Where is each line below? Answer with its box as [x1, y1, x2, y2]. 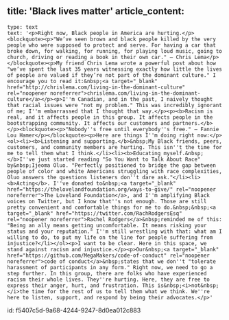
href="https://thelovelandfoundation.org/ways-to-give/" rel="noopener [7, 185, 216, 193]
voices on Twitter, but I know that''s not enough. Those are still [7, 198, 207, 205]
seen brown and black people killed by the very [74, 36, 216, 43]
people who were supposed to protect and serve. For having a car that [7, 41, 216, 49]
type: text [7, 23, 38, 30]
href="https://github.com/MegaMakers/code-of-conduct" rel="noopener [7, 252, 210, 259]
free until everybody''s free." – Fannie [99, 126, 219, 133]
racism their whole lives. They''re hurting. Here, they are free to [7, 276, 210, 283]
